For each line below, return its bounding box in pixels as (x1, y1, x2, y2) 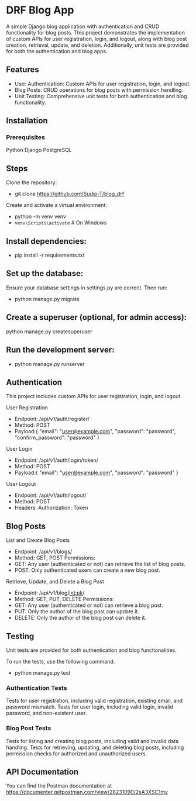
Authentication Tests (6, 683, 67, 692)
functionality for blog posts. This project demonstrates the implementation (6, 29, 185, 36)
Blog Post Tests (6, 724, 51, 733)
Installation (6, 116, 48, 126)
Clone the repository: (6, 179, 57, 186)
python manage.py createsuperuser (6, 328, 92, 335)
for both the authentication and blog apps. (6, 47, 108, 54)
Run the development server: (6, 345, 115, 355)
